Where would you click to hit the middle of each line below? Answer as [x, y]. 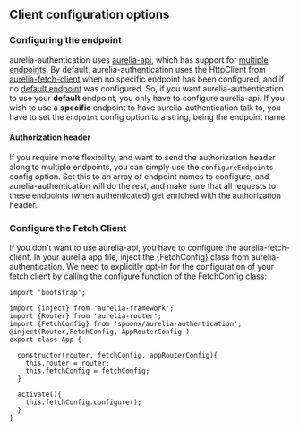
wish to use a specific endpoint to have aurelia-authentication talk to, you [145, 108]
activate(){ [40, 395]
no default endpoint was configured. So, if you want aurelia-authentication [146, 88]
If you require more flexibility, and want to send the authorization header [142, 157]
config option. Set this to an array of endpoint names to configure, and [139, 176]
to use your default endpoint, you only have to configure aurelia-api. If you [147, 98]
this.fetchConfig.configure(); [84, 402]
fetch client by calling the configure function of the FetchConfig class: [138, 276]
